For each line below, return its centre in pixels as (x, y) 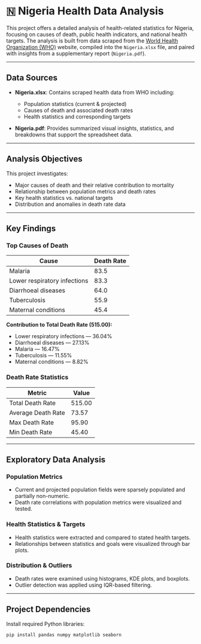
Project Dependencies (48, 610)
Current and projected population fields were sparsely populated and (100, 490)
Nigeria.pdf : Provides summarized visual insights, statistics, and (94, 128)
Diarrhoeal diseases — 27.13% (52, 343)
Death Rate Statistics (37, 377)
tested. (24, 509)
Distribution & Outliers (39, 566)
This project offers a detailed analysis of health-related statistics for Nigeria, (100, 28)
